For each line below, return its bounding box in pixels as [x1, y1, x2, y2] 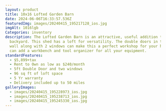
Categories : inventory [5, 30, 52, 35]
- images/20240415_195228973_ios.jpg [9, 89, 87, 94]
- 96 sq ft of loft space [9, 71, 63, 76]
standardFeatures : [5, 53, 43, 58]
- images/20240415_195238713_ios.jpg [9, 94, 87, 99]
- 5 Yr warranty [9, 76, 43, 81]
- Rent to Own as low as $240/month [9, 62, 85, 67]
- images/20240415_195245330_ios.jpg [9, 99, 87, 104]
